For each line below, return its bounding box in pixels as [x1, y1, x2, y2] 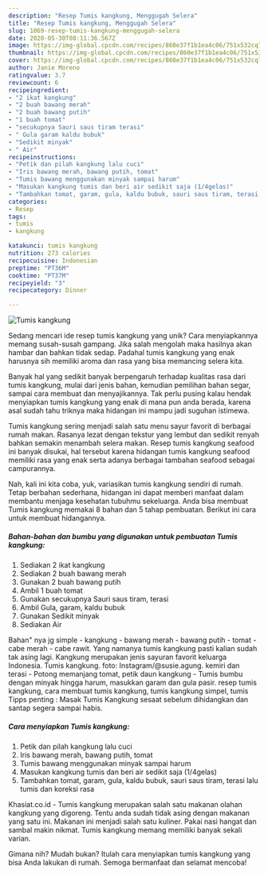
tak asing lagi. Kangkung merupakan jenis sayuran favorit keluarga [8, 653, 227, 662]
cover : [8, 57, 30, 65]
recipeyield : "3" [8, 279, 66, 287]
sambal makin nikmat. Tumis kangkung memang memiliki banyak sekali [8, 825, 242, 835]
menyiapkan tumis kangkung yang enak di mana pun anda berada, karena [8, 398, 251, 407]
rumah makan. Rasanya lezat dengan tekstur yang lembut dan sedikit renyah [8, 430, 259, 440]
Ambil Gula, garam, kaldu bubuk [19, 603, 125, 613]
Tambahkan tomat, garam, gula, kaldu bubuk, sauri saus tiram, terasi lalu [19, 776, 258, 785]
